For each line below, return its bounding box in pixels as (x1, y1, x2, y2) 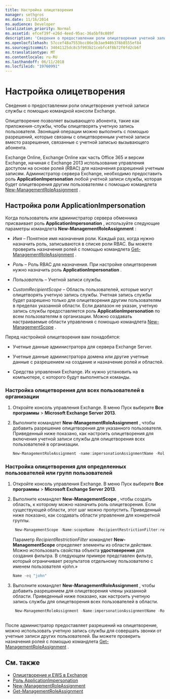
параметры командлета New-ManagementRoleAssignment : (5, 225, 137, 231)
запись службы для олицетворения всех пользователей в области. (12, 599, 158, 605)
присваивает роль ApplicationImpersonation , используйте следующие (5, 220, 160, 226)
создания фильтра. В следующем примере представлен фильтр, (12, 553, 153, 559)
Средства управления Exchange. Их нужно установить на (12, 368, 138, 375)
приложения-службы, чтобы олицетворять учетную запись (5, 123, 134, 129)
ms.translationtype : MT (5, 50, 56, 55)
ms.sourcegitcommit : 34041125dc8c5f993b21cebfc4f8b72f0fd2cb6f (5, 45, 142, 50)
